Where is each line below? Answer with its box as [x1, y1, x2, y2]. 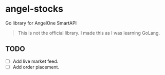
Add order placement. [12, 64, 60, 70]
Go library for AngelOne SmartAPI [5, 20, 77, 26]
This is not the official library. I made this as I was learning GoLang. [17, 30, 160, 36]
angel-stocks [5, 3, 63, 15]
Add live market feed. [12, 58, 59, 64]
